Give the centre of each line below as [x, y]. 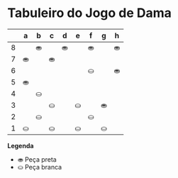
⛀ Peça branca [40, 167]
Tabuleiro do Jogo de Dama [90, 13]
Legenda [21, 145]
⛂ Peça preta [37, 159]
